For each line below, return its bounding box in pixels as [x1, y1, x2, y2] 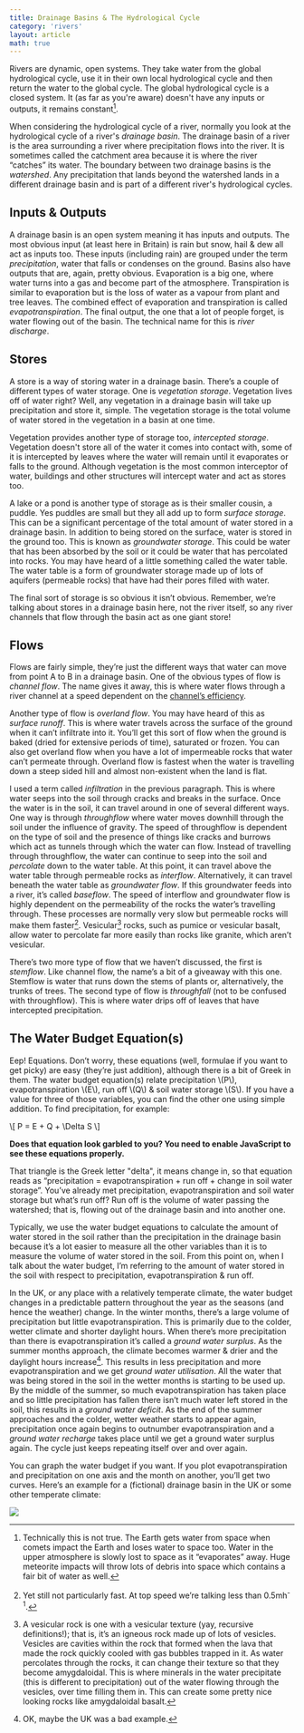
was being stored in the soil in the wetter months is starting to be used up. [9, 1375, 286, 1387]
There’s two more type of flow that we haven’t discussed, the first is [9, 957, 262, 967]
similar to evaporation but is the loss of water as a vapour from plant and [9, 286, 280, 297]
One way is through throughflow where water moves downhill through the [9, 812, 284, 823]
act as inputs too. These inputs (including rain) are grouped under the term [9, 248, 288, 259]
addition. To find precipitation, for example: [9, 1103, 170, 1114]
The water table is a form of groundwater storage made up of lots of [9, 565, 264, 576]
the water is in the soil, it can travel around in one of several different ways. [9, 803, 290, 814]
